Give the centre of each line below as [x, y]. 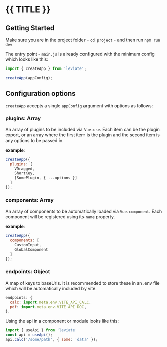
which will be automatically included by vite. [51, 288]
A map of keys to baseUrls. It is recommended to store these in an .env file [82, 283]
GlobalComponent [31, 250]
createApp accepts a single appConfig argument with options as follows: [79, 106]
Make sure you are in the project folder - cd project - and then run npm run [83, 40]
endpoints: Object [28, 272]
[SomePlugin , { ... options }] [46, 178]
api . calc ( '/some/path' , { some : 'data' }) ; [52, 340]
